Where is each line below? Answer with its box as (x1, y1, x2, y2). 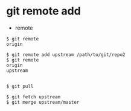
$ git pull (6, 83, 34, 89)
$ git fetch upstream (6, 94, 61, 100)
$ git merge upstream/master (6, 99, 80, 105)
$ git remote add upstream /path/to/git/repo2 (6, 51, 126, 58)
